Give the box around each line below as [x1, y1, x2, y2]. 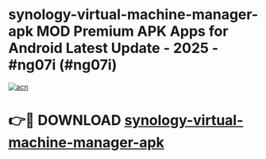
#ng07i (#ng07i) [8, 56, 118, 74]
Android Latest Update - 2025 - [8, 40, 219, 57]
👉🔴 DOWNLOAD [8, 112, 121, 130]
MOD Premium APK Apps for [36, 22, 229, 40]
